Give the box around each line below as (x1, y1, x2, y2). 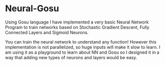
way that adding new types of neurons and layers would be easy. (5, 54, 137, 60)
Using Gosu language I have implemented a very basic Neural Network (5, 19, 149, 25)
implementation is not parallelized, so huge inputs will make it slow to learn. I (5, 44, 161, 50)
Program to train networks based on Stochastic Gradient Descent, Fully (5, 24, 150, 30)
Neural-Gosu (5, 3, 59, 14)
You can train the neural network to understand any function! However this (5, 39, 157, 44)
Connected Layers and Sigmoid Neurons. (5, 29, 89, 35)
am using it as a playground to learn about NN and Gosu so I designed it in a (5, 49, 160, 55)
